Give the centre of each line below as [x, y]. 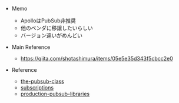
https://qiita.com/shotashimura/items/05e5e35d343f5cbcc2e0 [97, 59]
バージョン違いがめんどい [51, 35]
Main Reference [31, 47]
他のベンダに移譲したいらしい [57, 28]
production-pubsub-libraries [55, 94]
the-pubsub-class [42, 81]
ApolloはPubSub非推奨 [48, 21]
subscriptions [37, 87]
